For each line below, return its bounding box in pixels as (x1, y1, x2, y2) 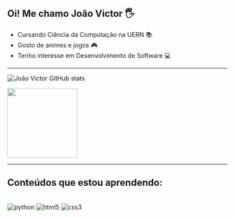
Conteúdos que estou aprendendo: (7, 177, 163, 189)
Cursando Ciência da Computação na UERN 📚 (17, 30, 152, 38)
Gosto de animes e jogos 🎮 (17, 41, 98, 49)
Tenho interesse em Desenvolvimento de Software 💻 (17, 51, 171, 59)
